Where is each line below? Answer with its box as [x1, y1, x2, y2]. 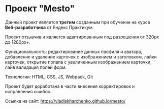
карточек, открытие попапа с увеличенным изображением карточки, [5, 59, 152, 65]
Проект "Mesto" [5, 3, 75, 14]
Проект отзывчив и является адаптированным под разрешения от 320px [5, 34, 159, 40]
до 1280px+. [5, 39, 31, 45]
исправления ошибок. [5, 88, 52, 94]
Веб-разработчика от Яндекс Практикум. [5, 24, 94, 30]
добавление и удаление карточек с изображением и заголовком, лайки [5, 54, 157, 59]
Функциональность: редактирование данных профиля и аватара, [5, 49, 143, 54]
